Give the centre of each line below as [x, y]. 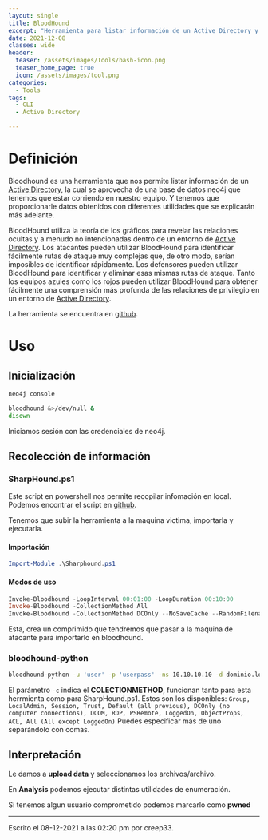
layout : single [33, 16]
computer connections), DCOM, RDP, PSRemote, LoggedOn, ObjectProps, [126, 713]
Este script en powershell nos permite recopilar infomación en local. [120, 496]
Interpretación [45, 755]
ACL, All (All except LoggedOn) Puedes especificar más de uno [115, 721]
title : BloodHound [39, 23]
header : [21, 53]
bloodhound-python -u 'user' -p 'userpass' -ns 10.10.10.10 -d [116, 675]
